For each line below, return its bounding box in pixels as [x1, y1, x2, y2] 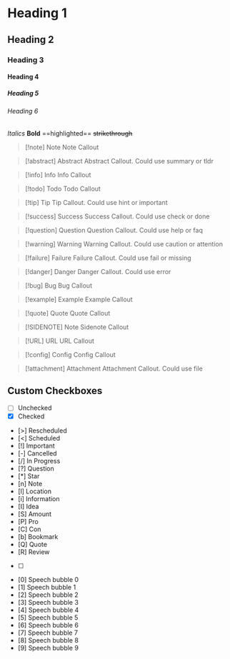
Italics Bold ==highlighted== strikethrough [7, 129, 133, 137]
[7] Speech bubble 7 [17, 628, 79, 637]
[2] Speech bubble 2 [17, 590, 79, 599]
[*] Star [17, 471, 40, 480]
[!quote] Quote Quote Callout [24, 308, 111, 317]
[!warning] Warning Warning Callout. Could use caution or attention [24, 239, 224, 248]
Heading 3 [7, 55, 44, 65]
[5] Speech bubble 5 [17, 613, 79, 622]
